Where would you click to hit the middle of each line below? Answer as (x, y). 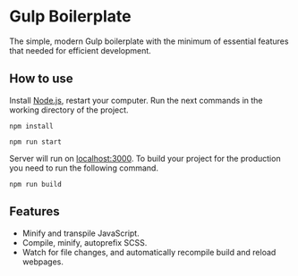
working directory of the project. (69, 110)
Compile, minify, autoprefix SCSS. (85, 242)
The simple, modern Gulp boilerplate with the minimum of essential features (149, 41)
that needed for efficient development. (81, 50)
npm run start (36, 142)
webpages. (43, 262)
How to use (41, 79)
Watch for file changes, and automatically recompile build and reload (149, 252)
